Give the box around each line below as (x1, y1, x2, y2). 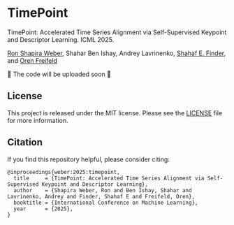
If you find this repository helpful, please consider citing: (7, 155, 170, 164)
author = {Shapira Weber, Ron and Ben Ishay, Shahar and (13, 187, 192, 194)
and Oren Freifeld (7, 56, 58, 64)
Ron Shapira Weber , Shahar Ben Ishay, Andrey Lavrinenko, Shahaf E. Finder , (7, 49, 226, 57)
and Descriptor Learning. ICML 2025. (7, 35, 115, 43)
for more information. (7, 116, 68, 124)
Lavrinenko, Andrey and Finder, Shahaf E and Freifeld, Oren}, (7, 193, 196, 200)
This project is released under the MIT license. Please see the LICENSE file (7, 108, 223, 117)
